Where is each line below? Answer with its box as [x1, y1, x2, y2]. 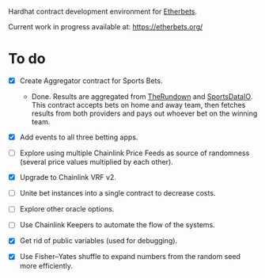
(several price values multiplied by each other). [19, 158, 174, 167]
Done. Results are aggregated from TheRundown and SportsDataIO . [31, 92, 253, 101]
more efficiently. [19, 261, 74, 270]
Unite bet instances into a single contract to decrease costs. [19, 189, 216, 198]
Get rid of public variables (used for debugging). [19, 236, 178, 246]
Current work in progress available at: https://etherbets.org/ [8, 22, 203, 31]
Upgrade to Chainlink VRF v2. [19, 173, 116, 182]
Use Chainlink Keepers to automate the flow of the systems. [19, 220, 215, 230]
